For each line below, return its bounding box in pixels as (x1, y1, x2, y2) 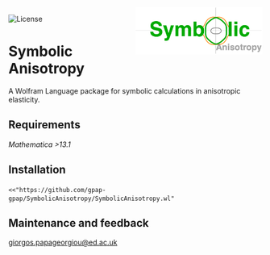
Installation (8, 163, 66, 177)
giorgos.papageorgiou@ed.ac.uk (8, 237, 118, 248)
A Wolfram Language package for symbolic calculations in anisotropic (8, 86, 241, 95)
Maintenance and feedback (8, 216, 149, 230)
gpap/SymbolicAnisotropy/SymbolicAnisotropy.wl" (8, 194, 175, 203)
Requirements (8, 118, 81, 132)
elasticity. (8, 94, 40, 104)
